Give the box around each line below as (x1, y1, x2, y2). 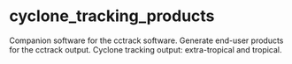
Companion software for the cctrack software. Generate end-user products (9, 35, 284, 46)
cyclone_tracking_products (9, 6, 215, 26)
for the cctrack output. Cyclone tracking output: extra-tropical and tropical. (9, 44, 282, 54)
